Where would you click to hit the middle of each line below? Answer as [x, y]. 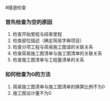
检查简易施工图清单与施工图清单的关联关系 [57, 53]
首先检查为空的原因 [29, 22]
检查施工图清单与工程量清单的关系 [48, 60]
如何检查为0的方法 [28, 74]
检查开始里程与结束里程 [37, 34]
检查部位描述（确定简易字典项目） [48, 41]
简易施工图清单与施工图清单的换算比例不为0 [59, 87]
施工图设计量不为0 [32, 93]
